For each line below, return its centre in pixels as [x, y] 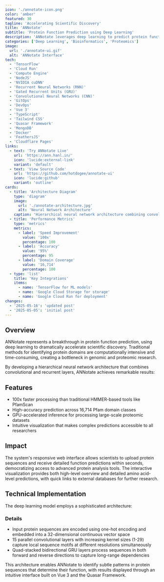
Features [19, 388]
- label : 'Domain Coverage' [47, 260]
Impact [16, 446]
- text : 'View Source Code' [38, 169]
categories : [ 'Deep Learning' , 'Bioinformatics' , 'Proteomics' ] [72, 42]
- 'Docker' [20, 133]
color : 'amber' [20, 14]
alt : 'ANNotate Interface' [37, 55]
